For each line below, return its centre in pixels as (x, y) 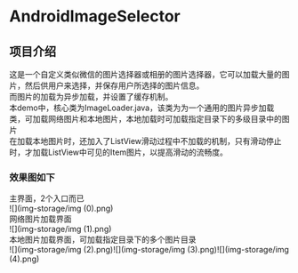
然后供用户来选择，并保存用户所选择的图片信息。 (114, 85)
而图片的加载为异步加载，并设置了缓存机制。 (91, 96)
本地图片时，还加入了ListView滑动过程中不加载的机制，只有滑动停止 (157, 141)
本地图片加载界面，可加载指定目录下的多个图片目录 (103, 240)
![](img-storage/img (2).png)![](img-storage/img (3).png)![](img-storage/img (149, 250)
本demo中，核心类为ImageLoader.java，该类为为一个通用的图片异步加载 (142, 108)
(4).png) (24, 259)
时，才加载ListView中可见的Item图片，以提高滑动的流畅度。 (119, 152)
